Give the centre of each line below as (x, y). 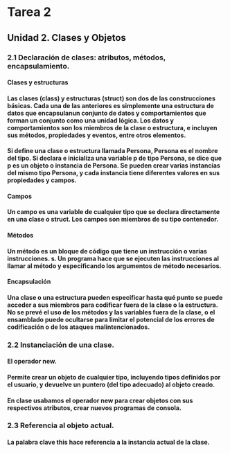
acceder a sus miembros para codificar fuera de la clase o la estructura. (113, 305)
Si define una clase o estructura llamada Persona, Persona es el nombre (113, 151)
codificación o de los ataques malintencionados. (79, 327)
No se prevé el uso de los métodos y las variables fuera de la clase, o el (111, 312)
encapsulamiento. (38, 66)
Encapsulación (29, 282)
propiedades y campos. (42, 180)
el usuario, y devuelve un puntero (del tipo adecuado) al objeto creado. (111, 384)
